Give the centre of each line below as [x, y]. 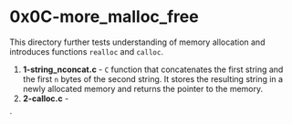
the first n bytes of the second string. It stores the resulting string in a [153, 78]
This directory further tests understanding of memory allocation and [137, 42]
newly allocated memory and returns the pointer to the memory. [143, 88]
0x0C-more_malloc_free [104, 17]
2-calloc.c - [46, 98]
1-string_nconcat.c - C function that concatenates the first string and [153, 69]
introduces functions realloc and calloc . [87, 51]
